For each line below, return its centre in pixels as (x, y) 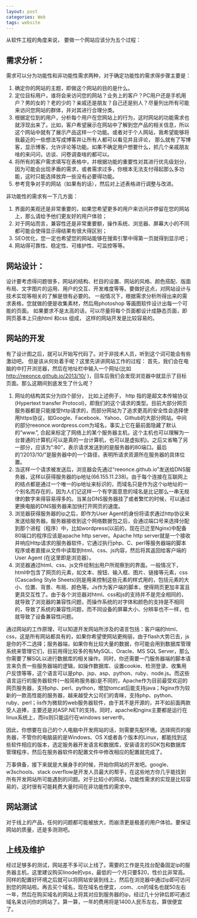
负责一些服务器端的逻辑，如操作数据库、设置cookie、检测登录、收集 (99, 665)
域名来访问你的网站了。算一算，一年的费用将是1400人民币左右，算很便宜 (94, 902)
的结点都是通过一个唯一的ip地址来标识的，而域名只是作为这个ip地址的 (98, 484)
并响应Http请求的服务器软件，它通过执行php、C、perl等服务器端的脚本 (100, 543)
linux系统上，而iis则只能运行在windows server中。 (67, 717)
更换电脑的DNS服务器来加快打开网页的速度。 (69, 506)
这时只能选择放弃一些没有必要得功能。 (71, 177)
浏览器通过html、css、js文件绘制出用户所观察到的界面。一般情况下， (98, 565)
